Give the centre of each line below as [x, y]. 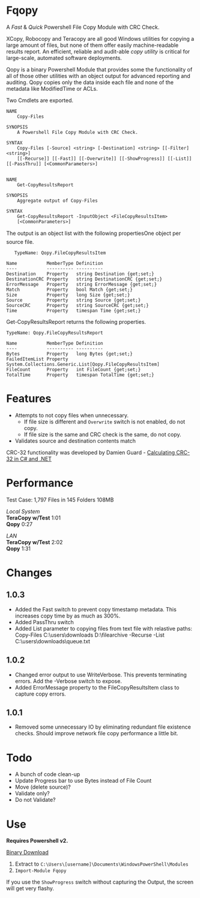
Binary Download [28, 852]
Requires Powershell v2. [37, 841]
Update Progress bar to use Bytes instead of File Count [83, 781]
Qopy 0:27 [20, 524]
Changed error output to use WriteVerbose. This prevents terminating [101, 675]
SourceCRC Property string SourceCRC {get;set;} [77, 305]
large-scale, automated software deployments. [64, 58]
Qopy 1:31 [19, 548]
